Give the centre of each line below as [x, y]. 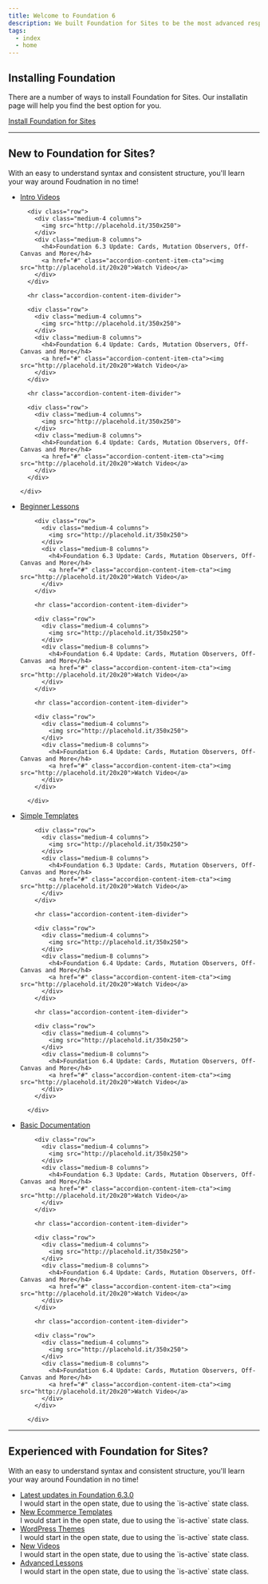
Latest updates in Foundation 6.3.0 [77, 1494]
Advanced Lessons [51, 1562]
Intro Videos [40, 197]
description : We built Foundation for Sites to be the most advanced [126, 23]
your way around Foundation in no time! [74, 1479]
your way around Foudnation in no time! [74, 182]
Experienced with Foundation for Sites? [108, 1452]
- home [26, 46]
